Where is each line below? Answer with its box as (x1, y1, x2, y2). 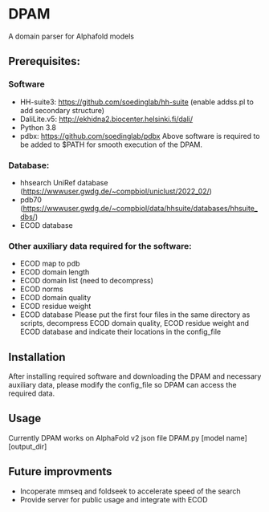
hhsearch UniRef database (19, 177, 108, 187)
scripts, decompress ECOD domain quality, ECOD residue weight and (19, 319, 250, 328)
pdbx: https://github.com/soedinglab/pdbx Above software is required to (19, 131, 260, 140)
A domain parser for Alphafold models (8, 31, 135, 41)
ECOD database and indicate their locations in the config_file (19, 327, 222, 337)
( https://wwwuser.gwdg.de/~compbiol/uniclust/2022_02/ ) (19, 186, 213, 196)
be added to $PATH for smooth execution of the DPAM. (19, 140, 203, 149)
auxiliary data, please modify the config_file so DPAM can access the (8, 380, 237, 390)
